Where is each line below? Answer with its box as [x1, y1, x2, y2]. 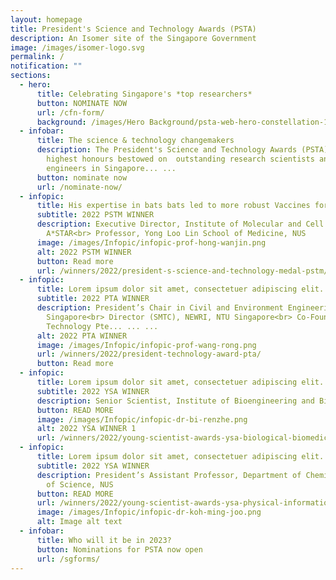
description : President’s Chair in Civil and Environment [36, 303, 284, 313]
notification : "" [10, 61, 83, 71]
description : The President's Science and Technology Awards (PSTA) [36, 145, 329, 155]
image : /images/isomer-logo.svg [10, 42, 145, 53]
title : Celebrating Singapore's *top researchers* [36, 89, 253, 99]
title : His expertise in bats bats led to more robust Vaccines [36, 201, 311, 211]
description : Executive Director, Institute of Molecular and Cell [36, 219, 325, 230]
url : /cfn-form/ [36, 107, 105, 118]
